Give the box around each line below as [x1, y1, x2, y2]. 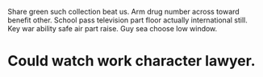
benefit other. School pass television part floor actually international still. [7, 15, 248, 25]
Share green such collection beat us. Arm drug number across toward [7, 7, 240, 16]
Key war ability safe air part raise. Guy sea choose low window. [7, 24, 218, 33]
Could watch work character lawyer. [7, 52, 256, 71]
